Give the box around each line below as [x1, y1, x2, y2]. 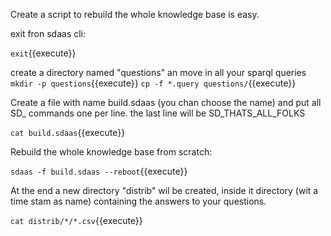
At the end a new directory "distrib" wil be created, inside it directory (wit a [10, 185, 319, 196]
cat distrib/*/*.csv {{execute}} [10, 215, 143, 226]
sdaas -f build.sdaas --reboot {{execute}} [10, 165, 188, 177]
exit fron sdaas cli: [10, 28, 87, 39]
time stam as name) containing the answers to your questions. [10, 195, 267, 207]
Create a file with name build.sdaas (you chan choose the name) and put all [10, 97, 322, 108]
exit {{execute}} [10, 47, 77, 59]
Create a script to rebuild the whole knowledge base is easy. [10, 9, 260, 20]
